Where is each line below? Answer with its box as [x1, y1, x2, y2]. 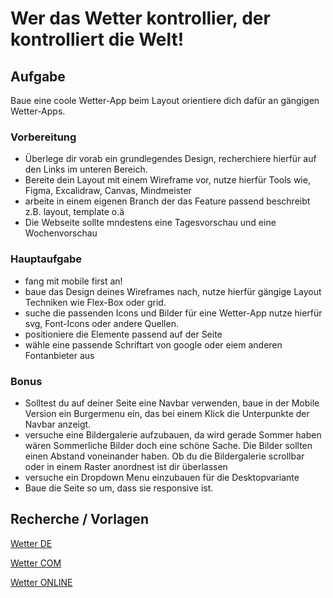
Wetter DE [10, 537, 53, 549]
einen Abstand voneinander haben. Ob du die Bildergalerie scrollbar [24, 450, 305, 462]
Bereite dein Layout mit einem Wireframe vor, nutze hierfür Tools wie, [24, 174, 311, 186]
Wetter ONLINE [10, 576, 73, 588]
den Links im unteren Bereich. [24, 163, 148, 176]
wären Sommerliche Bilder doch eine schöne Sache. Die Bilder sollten [24, 439, 313, 451]
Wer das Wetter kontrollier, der [10, 7, 271, 30]
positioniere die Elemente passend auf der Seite [24, 328, 223, 340]
